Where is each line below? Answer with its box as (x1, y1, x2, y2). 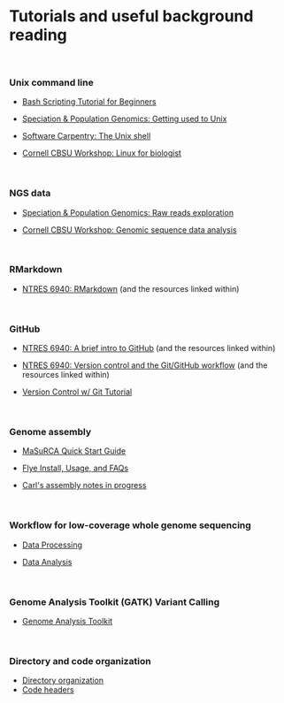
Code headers (21, 684, 74, 695)
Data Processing (21, 539, 82, 550)
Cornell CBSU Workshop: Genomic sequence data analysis (21, 224, 237, 235)
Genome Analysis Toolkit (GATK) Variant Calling (9, 595, 219, 607)
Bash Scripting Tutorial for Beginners (21, 96, 157, 107)
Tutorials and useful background (9, 6, 254, 27)
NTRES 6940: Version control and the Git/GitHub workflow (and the (21, 360, 268, 371)
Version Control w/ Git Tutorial (21, 386, 133, 397)
